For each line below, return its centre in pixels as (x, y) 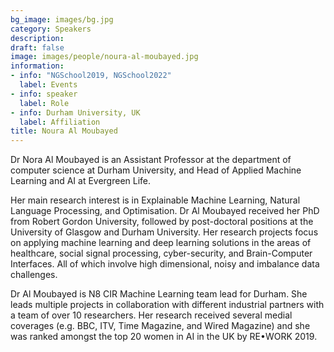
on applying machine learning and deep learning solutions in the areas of (161, 243)
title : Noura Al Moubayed (64, 131)
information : (37, 66)
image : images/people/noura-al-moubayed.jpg (104, 57)
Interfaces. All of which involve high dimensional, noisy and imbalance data (165, 264)
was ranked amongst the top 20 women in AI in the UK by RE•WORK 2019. (164, 337)
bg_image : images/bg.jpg (62, 19)
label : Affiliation (60, 122)
